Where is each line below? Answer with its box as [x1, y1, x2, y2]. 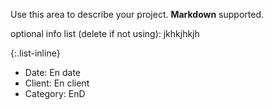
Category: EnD [24, 88, 86, 99]
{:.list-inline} [10, 47, 61, 59]
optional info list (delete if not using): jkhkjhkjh [10, 28, 200, 39]
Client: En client [24, 77, 90, 89]
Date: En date [24, 67, 82, 78]
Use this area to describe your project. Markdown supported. [10, 9, 265, 20]
